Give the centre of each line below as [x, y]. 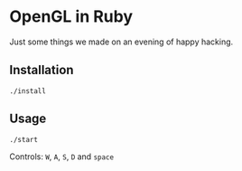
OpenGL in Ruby [71, 17]
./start [24, 139]
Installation [42, 70]
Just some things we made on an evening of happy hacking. [121, 42]
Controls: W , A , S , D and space [62, 157]
